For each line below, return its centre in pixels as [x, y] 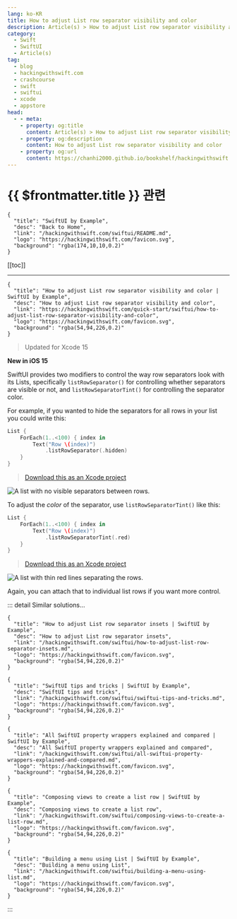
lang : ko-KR [25, 14]
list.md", [22, 878]
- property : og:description [61, 138]
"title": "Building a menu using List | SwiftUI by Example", [107, 859]
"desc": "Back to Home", [50, 227]
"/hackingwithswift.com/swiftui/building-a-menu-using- [122, 872]
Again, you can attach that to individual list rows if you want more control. [114, 591]
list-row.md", [28, 822]
